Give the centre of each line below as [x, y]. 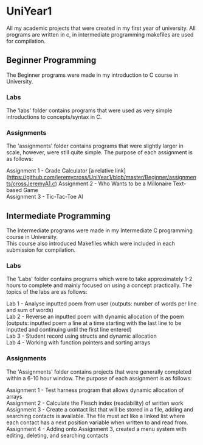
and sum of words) [30, 310]
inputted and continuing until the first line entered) [69, 330]
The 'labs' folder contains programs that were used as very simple [89, 110]
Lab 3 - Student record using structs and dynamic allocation [81, 336]
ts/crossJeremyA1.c [31, 183]
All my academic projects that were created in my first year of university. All [101, 28]
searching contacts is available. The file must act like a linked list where [96, 416]
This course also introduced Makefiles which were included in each [91, 244]
